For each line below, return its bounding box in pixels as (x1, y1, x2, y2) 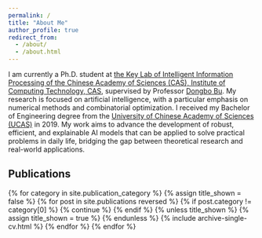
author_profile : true (8, 26, 79, 34)
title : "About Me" (8, 19, 68, 27)
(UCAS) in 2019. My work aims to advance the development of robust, (8, 119, 235, 129)
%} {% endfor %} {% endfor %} (33, 222, 136, 231)
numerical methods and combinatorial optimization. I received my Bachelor (8, 103, 250, 112)
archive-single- (197, 213, 248, 222)
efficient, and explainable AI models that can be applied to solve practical (8, 128, 246, 137)
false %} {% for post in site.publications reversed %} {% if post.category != (8, 196, 253, 206)
